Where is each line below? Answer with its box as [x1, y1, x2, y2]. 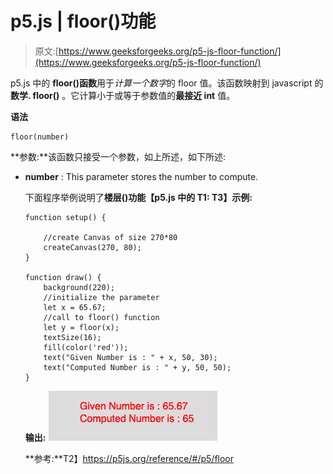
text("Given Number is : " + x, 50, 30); [43, 352, 218, 362]
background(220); [43, 282, 115, 292]
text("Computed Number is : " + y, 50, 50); [43, 362, 232, 372]
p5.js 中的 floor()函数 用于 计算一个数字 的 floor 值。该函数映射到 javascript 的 [10, 77, 324, 89]
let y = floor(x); [43, 322, 120, 332]
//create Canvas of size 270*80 [43, 232, 178, 242]
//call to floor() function [43, 312, 160, 322]
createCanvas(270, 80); [43, 242, 142, 252]
